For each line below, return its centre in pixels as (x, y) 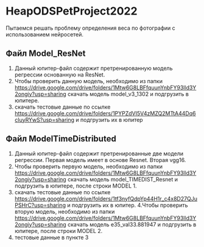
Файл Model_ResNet (46, 54)
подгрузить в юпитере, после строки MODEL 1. (76, 186)
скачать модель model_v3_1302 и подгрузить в (128, 94)
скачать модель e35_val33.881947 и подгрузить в (132, 224)
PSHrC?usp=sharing (40, 205)
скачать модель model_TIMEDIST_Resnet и (122, 179)
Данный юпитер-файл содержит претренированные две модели (99, 154)
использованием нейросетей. (44, 34)
